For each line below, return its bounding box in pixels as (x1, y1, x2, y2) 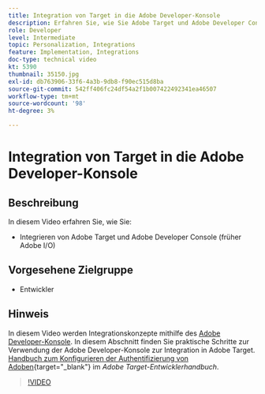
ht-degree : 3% (8, 107, 55, 115)
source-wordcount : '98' (8, 99, 87, 107)
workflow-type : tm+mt (8, 92, 80, 100)
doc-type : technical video (8, 56, 97, 64)
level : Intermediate (8, 33, 77, 42)
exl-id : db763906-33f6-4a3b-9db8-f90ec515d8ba (8, 77, 164, 85)
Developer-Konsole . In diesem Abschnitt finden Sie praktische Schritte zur (8, 336, 250, 346)
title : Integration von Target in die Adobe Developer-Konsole (8, 11, 221, 20)
